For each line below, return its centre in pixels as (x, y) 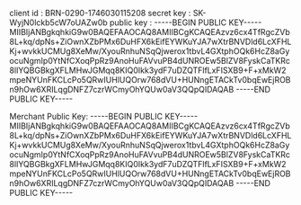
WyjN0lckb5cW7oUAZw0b (58, 22)
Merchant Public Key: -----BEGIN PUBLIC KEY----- (104, 116)
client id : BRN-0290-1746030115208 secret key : (100, 13)
